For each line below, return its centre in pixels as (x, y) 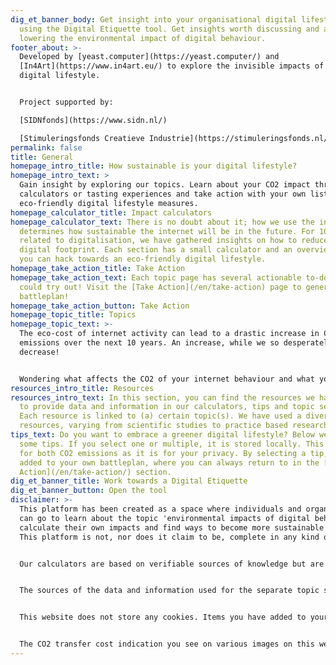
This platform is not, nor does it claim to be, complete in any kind (169, 537)
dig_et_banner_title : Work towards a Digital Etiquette (129, 481)
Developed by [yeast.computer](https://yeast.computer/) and (149, 57)
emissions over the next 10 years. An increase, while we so (149, 343)
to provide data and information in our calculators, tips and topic (167, 407)
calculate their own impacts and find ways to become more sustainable (172, 527)
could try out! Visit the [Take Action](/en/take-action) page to (160, 287)
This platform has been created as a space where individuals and (160, 509)
